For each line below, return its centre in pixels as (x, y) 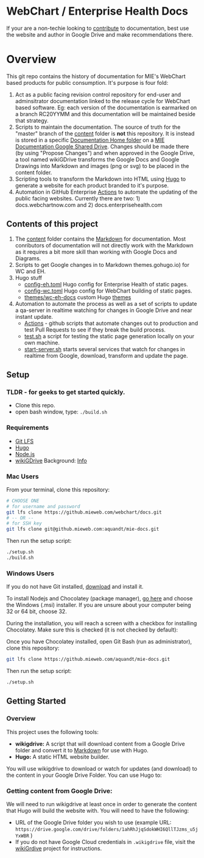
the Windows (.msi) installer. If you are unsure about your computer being (99, 605)
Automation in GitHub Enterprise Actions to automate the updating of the (106, 192)
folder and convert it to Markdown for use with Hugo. (82, 750)
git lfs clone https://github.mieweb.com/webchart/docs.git (84, 512)
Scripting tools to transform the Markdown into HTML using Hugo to (100, 179)
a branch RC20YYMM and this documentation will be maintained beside (105, 114)
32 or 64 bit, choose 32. (37, 611)
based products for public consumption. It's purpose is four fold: (87, 82)
